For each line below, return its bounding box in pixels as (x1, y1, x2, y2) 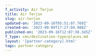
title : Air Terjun (5, 12, 42, 17)
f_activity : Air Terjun (5, 7, 54, 12)
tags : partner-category (5, 43, 54, 48)
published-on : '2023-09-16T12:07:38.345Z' (5, 30, 93, 35)
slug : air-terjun (5, 16, 40, 21)
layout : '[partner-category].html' (5, 39, 77, 44)
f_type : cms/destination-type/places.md (5, 35, 89, 39)
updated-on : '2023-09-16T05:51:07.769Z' (5, 20, 89, 26)
